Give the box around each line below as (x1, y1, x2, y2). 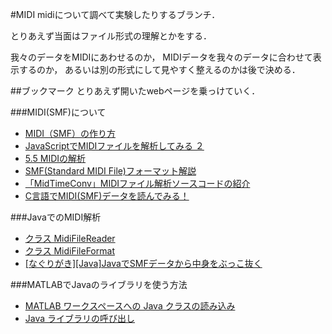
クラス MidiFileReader (24, 233, 116, 244)
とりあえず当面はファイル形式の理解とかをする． (10, 30, 212, 42)
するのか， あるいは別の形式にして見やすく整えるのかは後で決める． (18, 64, 301, 75)
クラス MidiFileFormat (24, 245, 115, 257)
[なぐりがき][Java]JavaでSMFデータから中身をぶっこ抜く (24, 258, 263, 269)
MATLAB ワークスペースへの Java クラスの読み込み (24, 300, 236, 312)
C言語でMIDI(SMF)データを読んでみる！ (24, 190, 190, 202)
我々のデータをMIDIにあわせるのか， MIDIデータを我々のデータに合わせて (10, 51, 313, 63)
